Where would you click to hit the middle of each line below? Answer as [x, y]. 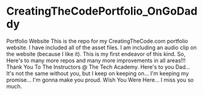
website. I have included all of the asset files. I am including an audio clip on [101, 47]
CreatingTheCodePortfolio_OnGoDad [102, 11]
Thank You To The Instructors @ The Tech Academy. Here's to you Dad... [98, 67]
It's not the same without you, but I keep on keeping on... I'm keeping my [98, 73]
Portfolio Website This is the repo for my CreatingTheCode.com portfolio [97, 41]
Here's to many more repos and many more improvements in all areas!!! [96, 60]
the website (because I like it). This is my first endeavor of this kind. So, [96, 54]
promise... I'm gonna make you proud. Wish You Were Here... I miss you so [100, 80]
